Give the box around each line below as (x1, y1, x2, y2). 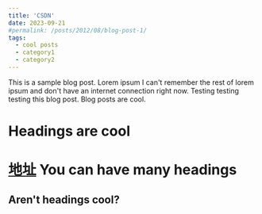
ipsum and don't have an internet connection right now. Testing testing (8, 86, 240, 95)
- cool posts (15, 41, 59, 49)
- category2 (15, 56, 56, 64)
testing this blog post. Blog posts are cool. (8, 94, 146, 104)
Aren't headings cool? (8, 193, 121, 206)
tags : (8, 33, 26, 42)
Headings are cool (8, 122, 131, 140)
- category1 (15, 48, 56, 56)
